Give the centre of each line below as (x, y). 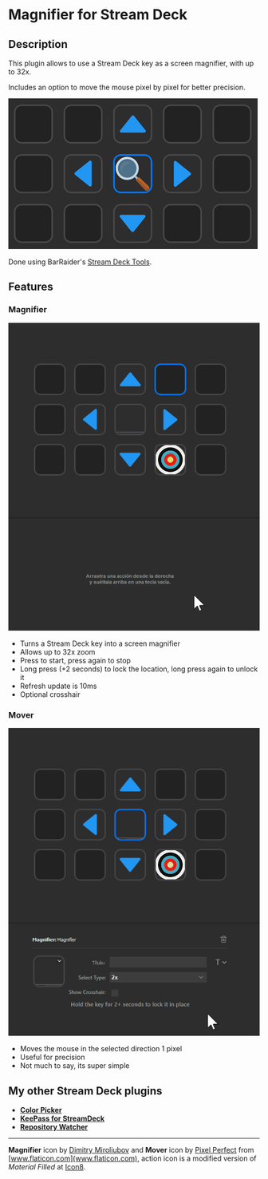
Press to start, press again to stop (75, 660)
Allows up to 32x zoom (57, 651)
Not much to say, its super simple (75, 1066)
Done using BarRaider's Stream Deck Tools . (80, 262)
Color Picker (41, 1110)
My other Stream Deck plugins (85, 1091)
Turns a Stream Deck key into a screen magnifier (100, 643)
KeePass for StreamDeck (62, 1118)
